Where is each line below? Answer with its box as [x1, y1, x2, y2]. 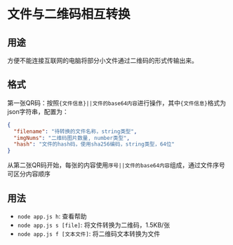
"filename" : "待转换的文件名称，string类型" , [13, 127, 138, 135]
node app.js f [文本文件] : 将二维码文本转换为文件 [17, 230, 160, 238]
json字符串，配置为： [7, 107, 69, 115]
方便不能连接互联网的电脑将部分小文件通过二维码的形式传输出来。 [7, 57, 198, 64]
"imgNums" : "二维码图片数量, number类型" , [13, 134, 130, 141]
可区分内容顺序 [7, 169, 51, 178]
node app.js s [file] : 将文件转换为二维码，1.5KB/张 [17, 221, 171, 229]
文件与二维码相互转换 [7, 6, 131, 22]
